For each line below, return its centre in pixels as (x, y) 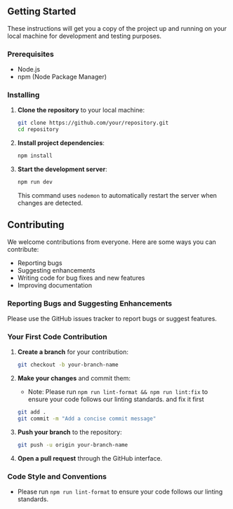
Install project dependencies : (61, 143)
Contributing (36, 225)
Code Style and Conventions (57, 476)
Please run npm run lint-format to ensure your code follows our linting (120, 492)
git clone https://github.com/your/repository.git (93, 123)
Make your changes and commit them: (74, 379)
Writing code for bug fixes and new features (81, 278)
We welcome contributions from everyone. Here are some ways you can (112, 242)
